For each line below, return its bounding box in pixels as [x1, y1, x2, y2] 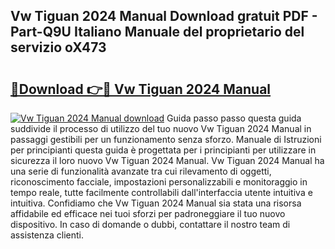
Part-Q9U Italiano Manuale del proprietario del [10, 24, 305, 41]
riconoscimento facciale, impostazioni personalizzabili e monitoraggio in [10, 176, 308, 188]
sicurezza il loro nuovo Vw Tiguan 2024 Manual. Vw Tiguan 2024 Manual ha [10, 155, 325, 166]
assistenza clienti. [10, 229, 85, 241]
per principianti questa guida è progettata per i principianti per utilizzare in [10, 144, 317, 156]
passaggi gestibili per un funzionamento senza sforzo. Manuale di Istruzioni [10, 134, 322, 145]
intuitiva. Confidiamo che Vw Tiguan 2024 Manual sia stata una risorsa [10, 197, 302, 209]
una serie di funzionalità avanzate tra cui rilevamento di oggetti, [10, 165, 272, 177]
